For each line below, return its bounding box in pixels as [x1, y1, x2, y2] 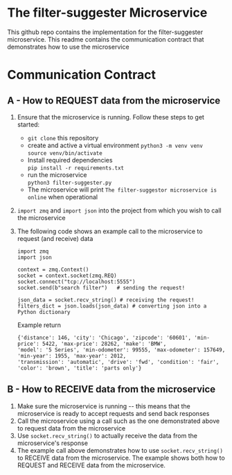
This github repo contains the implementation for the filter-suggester [7, 28, 203, 36]
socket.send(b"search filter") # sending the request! [17, 284, 186, 291]
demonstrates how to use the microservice [7, 42, 130, 51]
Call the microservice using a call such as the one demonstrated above [17, 417, 220, 425]
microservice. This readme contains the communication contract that [7, 35, 204, 43]
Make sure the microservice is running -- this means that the [17, 401, 190, 410]
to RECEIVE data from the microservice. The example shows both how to [17, 453, 225, 462]
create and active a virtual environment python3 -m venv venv [27, 141, 203, 149]
